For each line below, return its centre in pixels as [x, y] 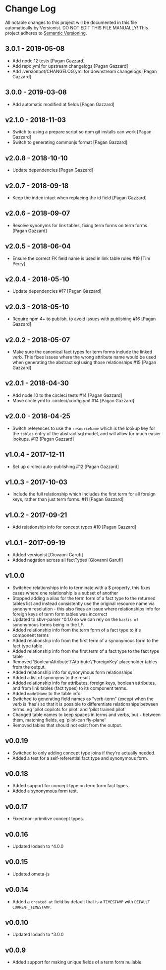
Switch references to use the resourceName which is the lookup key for [83, 428]
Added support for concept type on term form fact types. [71, 786]
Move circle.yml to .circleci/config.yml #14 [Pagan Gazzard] [73, 400]
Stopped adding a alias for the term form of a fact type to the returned [84, 598]
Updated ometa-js [31, 874]
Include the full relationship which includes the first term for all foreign [84, 494]
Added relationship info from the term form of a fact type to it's [77, 630]
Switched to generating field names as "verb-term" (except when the [83, 699]
